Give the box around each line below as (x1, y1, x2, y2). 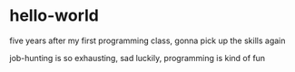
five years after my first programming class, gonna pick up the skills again (9, 35, 286, 46)
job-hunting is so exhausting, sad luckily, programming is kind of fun (9, 52, 266, 63)
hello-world (9, 5, 100, 26)
